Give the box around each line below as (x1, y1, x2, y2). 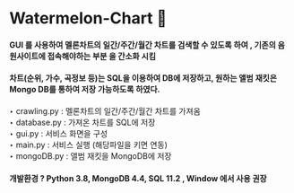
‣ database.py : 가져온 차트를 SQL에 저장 (9, 117, 156, 127)
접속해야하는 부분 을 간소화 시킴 (47, 50, 157, 61)
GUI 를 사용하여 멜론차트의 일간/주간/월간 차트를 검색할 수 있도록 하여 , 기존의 (9, 39, 276, 50)
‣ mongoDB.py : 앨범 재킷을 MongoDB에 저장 (9, 150, 172, 161)
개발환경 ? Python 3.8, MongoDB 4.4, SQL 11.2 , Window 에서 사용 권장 (9, 172, 267, 183)
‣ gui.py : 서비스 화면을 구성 (9, 127, 108, 138)
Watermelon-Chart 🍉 (9, 8, 168, 29)
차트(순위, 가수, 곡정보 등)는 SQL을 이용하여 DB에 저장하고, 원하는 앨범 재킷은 (9, 73, 278, 83)
